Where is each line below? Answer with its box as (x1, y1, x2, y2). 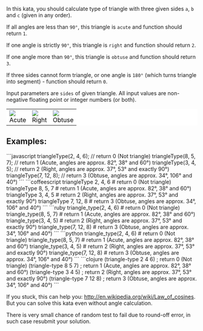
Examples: (6, 136, 47, 147)
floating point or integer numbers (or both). (29, 96, 136, 103)
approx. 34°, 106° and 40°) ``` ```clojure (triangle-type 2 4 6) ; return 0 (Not (6, 255, 192, 262)
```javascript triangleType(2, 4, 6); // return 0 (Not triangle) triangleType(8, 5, (6, 152, 196, 159)
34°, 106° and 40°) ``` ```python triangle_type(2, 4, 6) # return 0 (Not (6, 230, 176, 237)
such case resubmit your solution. (6, 318, 91, 325)
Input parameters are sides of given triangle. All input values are (6, 90, 167, 96)
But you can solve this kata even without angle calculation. (6, 299, 153, 307)
